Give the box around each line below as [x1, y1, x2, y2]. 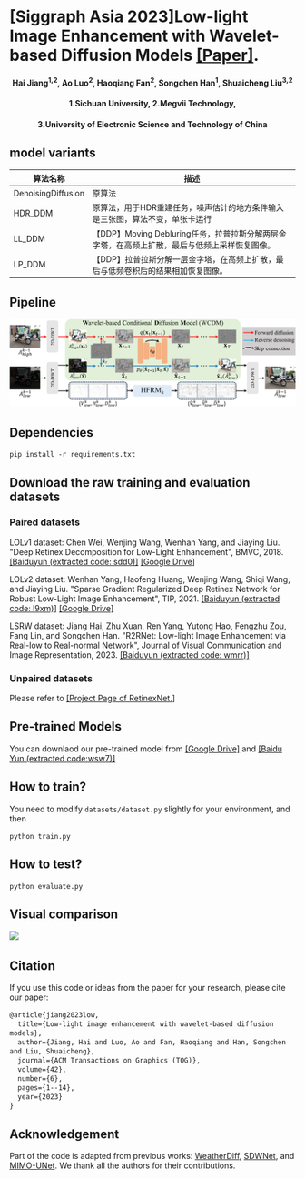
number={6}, [17, 1074, 64, 1083]
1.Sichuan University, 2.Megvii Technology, [68, 98, 237, 109]
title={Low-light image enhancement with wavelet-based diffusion [17, 1020, 274, 1029]
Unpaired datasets [9, 671, 93, 684]
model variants [9, 146, 96, 161]
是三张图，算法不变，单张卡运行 [92, 214, 212, 225]
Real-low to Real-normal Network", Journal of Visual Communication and [9, 640, 282, 650]
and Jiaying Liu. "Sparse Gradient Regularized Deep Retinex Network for [9, 583, 280, 594]
